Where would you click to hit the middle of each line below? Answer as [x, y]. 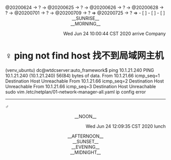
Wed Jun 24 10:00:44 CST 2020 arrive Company [115, 34]
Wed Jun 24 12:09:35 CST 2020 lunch [126, 126]
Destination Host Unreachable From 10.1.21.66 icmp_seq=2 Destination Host [85, 81]
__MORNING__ [85, 24]
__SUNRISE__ [85, 18]
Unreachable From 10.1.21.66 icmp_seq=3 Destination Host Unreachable [81, 86]
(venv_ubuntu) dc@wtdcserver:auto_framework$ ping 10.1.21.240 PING [80, 70]
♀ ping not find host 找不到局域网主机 [84, 56]
